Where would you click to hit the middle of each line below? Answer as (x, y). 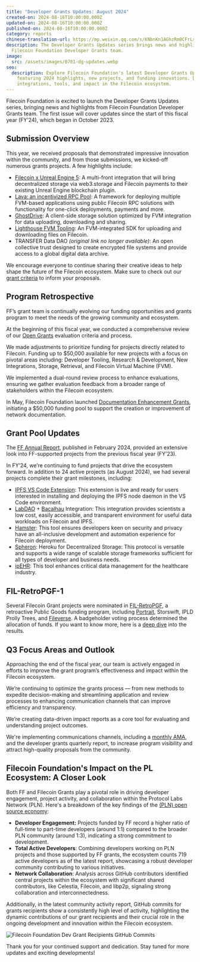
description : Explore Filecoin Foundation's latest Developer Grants (99, 73)
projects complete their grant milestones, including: (69, 478)
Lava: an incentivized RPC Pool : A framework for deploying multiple (98, 196)
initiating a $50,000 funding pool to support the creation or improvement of (98, 408)
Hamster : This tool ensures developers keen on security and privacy (99, 528)
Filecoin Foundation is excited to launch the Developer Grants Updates (93, 101)
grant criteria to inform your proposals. (54, 278)
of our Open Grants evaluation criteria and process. (69, 335)
